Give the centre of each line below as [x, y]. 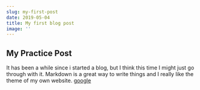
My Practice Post [39, 53]
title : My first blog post [40, 23]
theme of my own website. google [49, 81]
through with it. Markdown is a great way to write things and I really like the [100, 74]
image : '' [19, 29]
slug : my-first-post [32, 12]
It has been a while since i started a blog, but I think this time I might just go [100, 68]
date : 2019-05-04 [28, 18]
